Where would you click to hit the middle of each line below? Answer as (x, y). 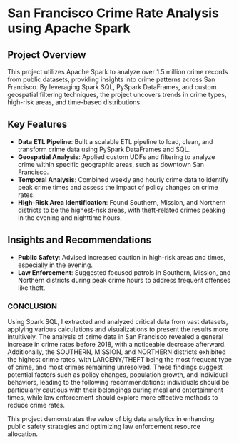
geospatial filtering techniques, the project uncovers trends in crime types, (117, 95)
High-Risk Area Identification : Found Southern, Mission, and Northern (122, 202)
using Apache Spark (69, 28)
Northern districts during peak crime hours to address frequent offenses (124, 280)
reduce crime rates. (36, 405)
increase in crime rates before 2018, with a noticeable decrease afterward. (117, 344)
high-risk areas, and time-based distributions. (75, 102)
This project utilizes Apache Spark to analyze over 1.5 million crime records (118, 72)
